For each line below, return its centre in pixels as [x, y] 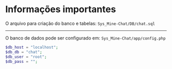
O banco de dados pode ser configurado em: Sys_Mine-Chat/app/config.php [85, 38]
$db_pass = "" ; [21, 61]
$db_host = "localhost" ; [32, 47]
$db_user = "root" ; [26, 57]
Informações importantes [61, 9]
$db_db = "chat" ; [24, 52]
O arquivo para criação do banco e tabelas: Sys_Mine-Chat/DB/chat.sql [80, 23]
